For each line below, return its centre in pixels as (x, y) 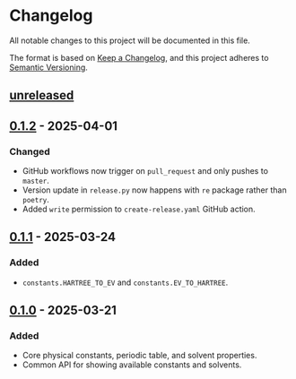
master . (35, 181)
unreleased (42, 95)
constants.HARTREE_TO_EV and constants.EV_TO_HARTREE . (125, 282)
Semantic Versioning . (48, 67)
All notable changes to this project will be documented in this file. (130, 40)
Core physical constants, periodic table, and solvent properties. (139, 356)
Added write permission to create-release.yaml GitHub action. (139, 209)
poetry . (35, 200)
